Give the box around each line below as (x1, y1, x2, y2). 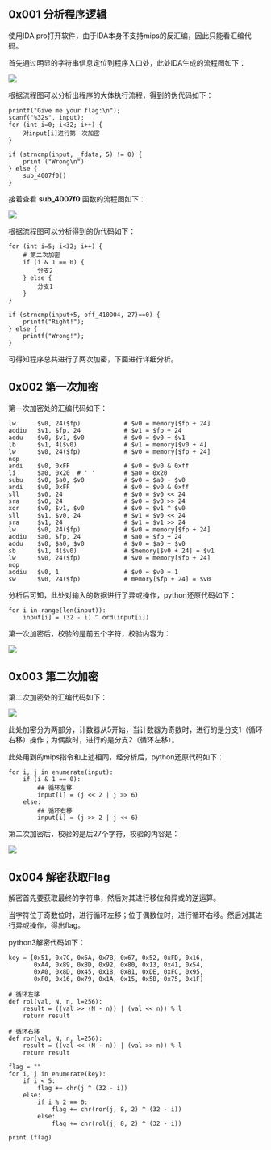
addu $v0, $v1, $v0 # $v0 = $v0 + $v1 (8, 433, 186, 442)
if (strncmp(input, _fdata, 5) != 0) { (8, 150, 143, 159)
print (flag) (8, 1134, 52, 1142)
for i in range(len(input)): (8, 606, 106, 615)
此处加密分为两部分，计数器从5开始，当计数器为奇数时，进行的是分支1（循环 (8, 725, 263, 734)
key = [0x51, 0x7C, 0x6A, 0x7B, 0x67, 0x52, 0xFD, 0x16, (8, 953, 204, 962)
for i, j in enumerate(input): (8, 768, 114, 776)
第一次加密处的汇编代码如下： (8, 403, 107, 412)
